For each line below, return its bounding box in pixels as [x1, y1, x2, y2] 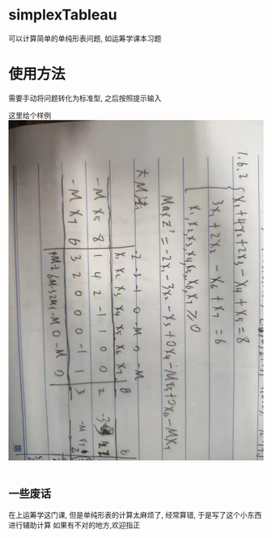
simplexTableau [8, 6, 117, 24]
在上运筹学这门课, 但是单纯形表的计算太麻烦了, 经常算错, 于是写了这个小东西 [8, 510, 261, 519]
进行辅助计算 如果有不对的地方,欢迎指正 [8, 520, 140, 530]
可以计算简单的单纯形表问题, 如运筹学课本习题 [8, 33, 162, 43]
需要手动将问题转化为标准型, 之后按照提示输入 [8, 93, 162, 103]
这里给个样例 [8, 110, 51, 120]
